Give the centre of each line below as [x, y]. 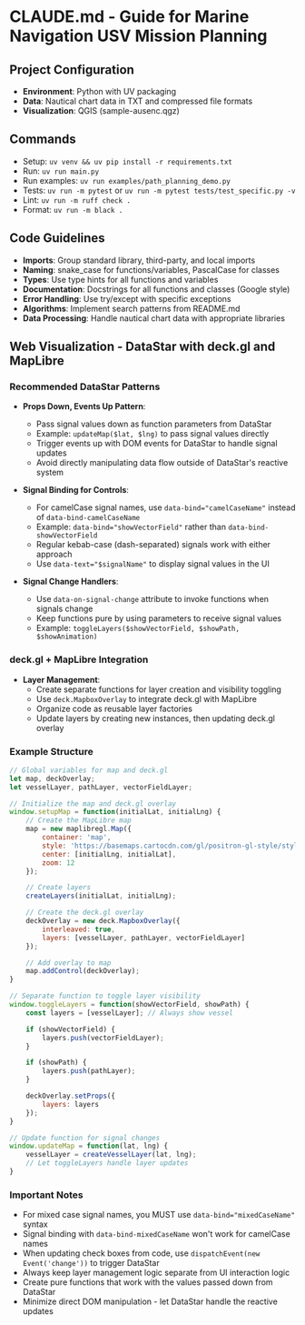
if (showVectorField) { [71, 1029]
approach [54, 554]
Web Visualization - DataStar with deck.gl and [143, 347]
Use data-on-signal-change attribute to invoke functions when [152, 599]
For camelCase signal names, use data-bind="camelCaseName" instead [166, 507]
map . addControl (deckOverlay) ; [83, 971]
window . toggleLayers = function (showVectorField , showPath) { [129, 1005]
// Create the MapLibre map [79, 820]
